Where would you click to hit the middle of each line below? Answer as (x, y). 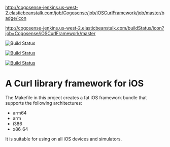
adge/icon (16, 18)
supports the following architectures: (44, 103)
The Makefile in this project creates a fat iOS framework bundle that (76, 97)
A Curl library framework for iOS (74, 84)
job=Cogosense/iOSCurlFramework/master (50, 33)
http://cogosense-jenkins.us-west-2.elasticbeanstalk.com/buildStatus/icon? (85, 28)
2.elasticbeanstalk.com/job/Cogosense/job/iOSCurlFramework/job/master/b (85, 13)
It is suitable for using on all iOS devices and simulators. (64, 139)
